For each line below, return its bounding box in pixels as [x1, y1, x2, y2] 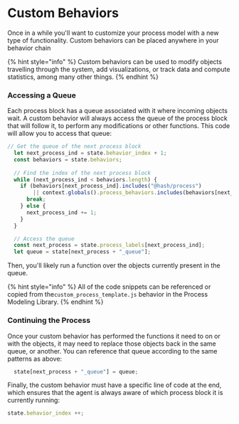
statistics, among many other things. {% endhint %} [7, 73, 159, 81]
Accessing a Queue [7, 90, 76, 100]
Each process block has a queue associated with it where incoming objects [7, 107, 228, 115]
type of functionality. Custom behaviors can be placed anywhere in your [7, 36, 219, 44]
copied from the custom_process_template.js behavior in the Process [7, 290, 208, 299]
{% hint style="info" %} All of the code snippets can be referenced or [7, 282, 211, 291]
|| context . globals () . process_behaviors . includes [33, 189, 183, 196]
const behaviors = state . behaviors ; [14, 156, 122, 163]
